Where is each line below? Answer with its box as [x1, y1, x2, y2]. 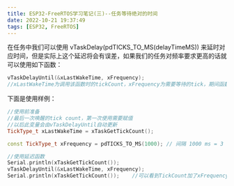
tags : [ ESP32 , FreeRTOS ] [7, 23, 79, 30]
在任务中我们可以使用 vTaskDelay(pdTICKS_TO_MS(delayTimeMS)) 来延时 [7, 43, 219, 52]
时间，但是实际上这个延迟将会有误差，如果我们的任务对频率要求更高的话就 [13, 52, 227, 60]
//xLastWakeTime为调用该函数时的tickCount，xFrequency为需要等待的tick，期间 [7, 81, 219, 88]
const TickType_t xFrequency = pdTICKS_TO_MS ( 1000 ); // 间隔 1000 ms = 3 [7, 140, 224, 147]
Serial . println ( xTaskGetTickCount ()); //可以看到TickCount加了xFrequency [7, 172, 229, 180]
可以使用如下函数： [7, 61, 63, 69]
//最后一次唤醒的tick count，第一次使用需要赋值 [7, 115, 134, 122]
